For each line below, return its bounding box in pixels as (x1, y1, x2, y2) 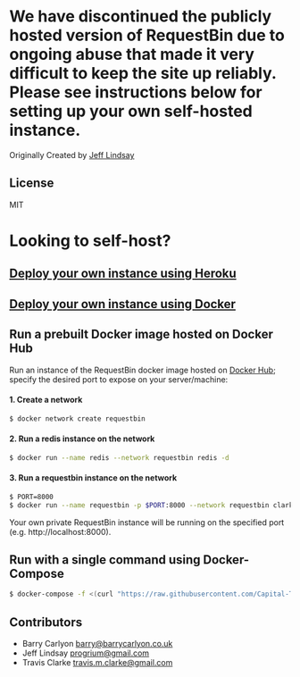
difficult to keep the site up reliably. (9, 63, 277, 84)
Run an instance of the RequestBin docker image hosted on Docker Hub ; (9, 364, 277, 375)
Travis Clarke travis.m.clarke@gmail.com (21, 657, 173, 668)
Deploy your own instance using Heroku (9, 266, 237, 281)
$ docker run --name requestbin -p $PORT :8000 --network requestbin (9, 500, 270, 510)
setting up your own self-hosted (9, 101, 253, 121)
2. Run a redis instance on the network (9, 433, 155, 444)
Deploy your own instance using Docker (9, 297, 237, 312)
